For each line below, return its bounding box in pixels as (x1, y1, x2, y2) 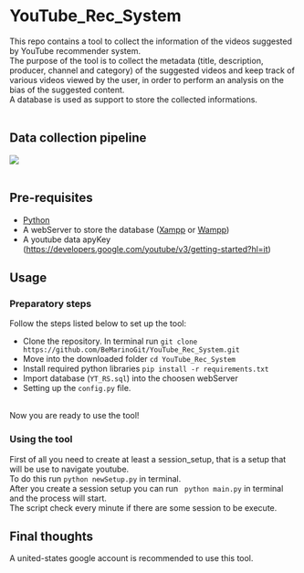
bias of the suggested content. (9, 84, 125, 95)
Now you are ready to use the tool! (9, 410, 140, 421)
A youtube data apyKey (22, 234, 111, 245)
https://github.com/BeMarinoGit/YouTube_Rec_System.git (22, 345, 240, 355)
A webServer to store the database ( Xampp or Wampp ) (22, 224, 230, 235)
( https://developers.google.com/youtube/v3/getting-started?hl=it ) (22, 243, 271, 254)
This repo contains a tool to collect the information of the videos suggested (9, 36, 293, 47)
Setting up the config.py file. (22, 383, 131, 394)
